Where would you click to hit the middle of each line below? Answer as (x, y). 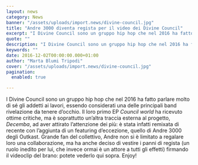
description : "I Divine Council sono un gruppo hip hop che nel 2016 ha (97, 45)
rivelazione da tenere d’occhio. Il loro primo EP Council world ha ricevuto (94, 112)
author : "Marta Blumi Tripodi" (44, 61)
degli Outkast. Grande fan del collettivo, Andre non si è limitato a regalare (95, 137)
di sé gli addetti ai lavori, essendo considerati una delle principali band (91, 105)
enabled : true (29, 77)
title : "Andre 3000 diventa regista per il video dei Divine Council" (95, 28)
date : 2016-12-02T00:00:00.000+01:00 (52, 55)
